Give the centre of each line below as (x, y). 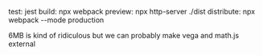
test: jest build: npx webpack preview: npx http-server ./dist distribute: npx (132, 12)
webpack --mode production (56, 20)
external (22, 44)
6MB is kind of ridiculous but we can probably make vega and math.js (124, 35)
